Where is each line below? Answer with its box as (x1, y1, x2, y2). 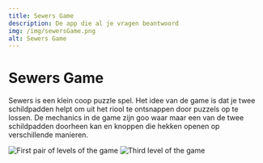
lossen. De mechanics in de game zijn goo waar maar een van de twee (8, 113, 244, 123)
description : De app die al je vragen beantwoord (8, 19, 180, 27)
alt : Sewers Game (8, 34, 67, 43)
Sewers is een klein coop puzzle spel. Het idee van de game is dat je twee (8, 96, 256, 106)
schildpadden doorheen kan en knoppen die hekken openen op (8, 122, 220, 132)
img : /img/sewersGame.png (8, 27, 95, 35)
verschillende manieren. (8, 130, 89, 140)
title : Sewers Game (8, 11, 74, 20)
